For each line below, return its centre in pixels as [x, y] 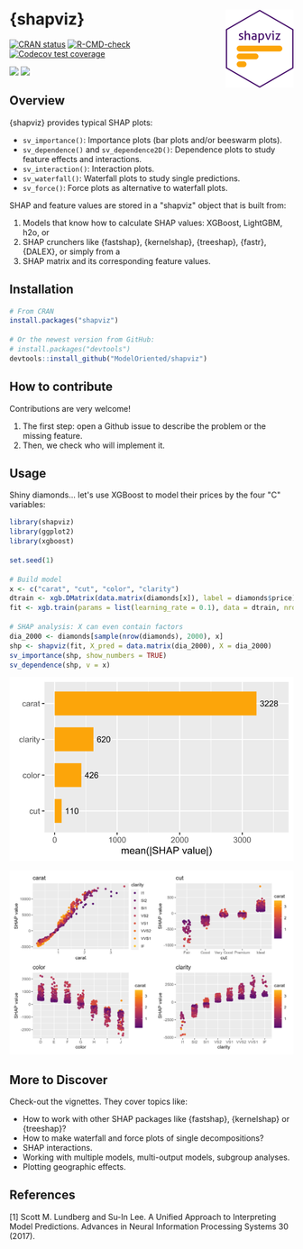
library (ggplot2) [42, 532]
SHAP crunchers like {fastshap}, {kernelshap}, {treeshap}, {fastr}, [144, 242]
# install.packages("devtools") [70, 350]
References [42, 1195]
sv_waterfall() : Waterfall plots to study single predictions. [131, 178]
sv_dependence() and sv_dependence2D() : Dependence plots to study [149, 150]
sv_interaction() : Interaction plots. [88, 169]
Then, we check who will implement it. [93, 445]
